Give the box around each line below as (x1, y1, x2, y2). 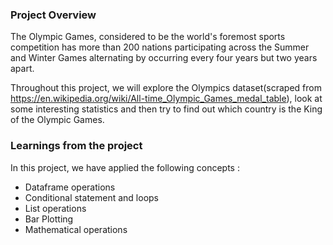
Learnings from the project (10, 139, 143, 153)
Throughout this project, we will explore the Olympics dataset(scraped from (10, 82, 322, 94)
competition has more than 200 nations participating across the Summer (10, 41, 310, 53)
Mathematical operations (24, 223, 128, 235)
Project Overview (10, 8, 97, 22)
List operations (24, 202, 87, 214)
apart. (10, 63, 35, 75)
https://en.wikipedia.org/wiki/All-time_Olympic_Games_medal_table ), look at (10, 93, 323, 105)
